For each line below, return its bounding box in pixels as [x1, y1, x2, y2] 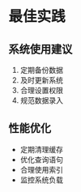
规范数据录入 [19, 96, 63, 105]
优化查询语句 [19, 155, 63, 164]
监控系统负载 [19, 175, 63, 185]
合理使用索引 [19, 164, 63, 174]
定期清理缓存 [19, 144, 63, 154]
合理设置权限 [19, 86, 63, 95]
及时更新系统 [19, 75, 63, 85]
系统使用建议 [8, 42, 73, 56]
